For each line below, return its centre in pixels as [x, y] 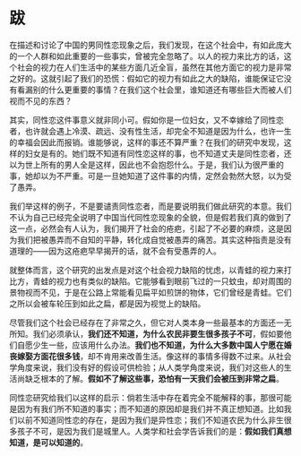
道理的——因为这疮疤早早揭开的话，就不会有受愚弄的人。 [115, 251]
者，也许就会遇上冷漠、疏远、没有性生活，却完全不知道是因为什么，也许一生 [150, 131]
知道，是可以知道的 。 [48, 442]
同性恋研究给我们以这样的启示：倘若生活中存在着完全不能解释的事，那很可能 [150, 397]
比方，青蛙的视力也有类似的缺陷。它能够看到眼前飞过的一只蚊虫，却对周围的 [150, 281]
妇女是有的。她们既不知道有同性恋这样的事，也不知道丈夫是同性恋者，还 [158, 153]
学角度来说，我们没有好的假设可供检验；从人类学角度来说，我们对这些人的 [146, 367]
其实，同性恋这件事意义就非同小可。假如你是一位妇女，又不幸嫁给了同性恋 [146, 120]
